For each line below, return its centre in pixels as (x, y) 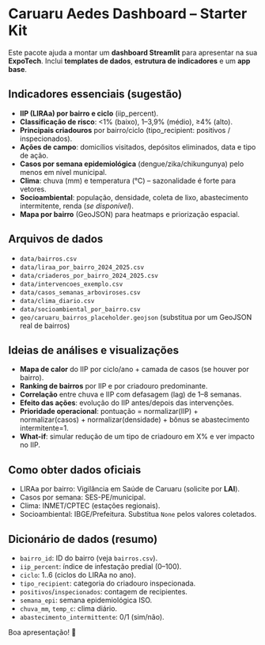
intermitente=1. (44, 428)
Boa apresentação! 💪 (42, 632)
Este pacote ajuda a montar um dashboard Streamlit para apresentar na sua (133, 52)
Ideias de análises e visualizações (94, 350)
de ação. (34, 155)
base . (18, 69)
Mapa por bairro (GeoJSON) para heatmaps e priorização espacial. (129, 214)
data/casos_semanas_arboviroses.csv (80, 292)
